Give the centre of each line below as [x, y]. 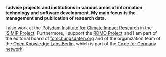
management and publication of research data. [56, 18]
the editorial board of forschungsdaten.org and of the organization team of [83, 38]
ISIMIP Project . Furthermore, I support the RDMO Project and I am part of [81, 33]
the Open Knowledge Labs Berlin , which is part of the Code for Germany [81, 44]
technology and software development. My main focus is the [70, 13]
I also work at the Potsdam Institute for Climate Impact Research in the [78, 28]
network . [15, 49]
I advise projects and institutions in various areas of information [74, 7]
